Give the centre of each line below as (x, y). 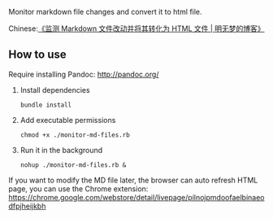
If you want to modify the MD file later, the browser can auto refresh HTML (133, 180)
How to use (37, 55)
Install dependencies (55, 90)
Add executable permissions (68, 120)
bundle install (46, 105)
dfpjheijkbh (27, 206)
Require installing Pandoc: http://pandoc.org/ (84, 74)
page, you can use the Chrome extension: (78, 188)
